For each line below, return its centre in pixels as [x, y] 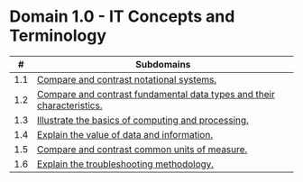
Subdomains [163, 64]
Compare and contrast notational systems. [127, 79]
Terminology [58, 36]
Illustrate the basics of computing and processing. [143, 120]
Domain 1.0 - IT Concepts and [122, 17]
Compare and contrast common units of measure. [142, 149]
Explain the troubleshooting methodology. [126, 164]
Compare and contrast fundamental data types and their [156, 94]
